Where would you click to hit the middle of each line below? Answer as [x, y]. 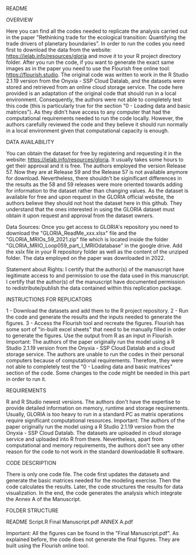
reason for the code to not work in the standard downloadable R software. [95, 451]
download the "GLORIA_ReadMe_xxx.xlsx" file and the [71, 233]
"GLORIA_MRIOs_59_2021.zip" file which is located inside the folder [87, 239]
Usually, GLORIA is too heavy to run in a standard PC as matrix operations [95, 414]
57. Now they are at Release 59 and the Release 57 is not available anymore [97, 172]
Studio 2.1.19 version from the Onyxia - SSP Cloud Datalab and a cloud [91, 348]
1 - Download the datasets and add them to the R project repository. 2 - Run [97, 311]
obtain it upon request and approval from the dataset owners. [80, 215]
